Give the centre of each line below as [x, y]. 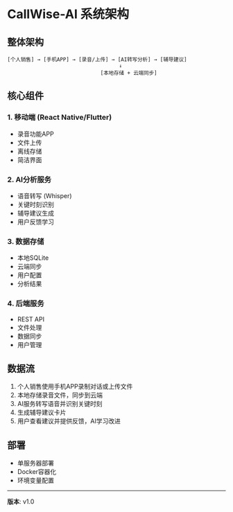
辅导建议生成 [35, 213]
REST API [31, 319]
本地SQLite [33, 258]
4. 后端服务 [26, 303]
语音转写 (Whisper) [44, 195]
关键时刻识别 [35, 204]
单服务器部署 [35, 463]
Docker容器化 [37, 472]
